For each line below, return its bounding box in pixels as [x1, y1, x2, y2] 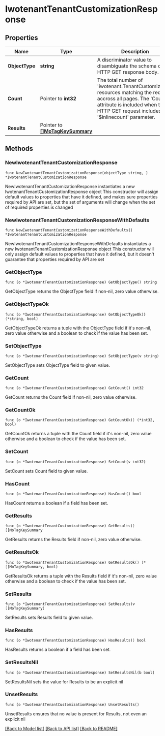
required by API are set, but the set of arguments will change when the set [5, 199, 156, 205]
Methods [5, 144, 33, 153]
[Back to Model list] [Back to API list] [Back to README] [5, 725, 118, 732]
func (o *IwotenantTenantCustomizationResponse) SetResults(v [5, 602, 135, 607]
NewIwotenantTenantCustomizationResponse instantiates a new [5, 183, 135, 189]
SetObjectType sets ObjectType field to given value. [5, 362, 110, 368]
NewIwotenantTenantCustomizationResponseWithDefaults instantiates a [5, 240, 151, 247]
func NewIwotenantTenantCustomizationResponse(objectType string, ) [5, 170, 148, 175]
